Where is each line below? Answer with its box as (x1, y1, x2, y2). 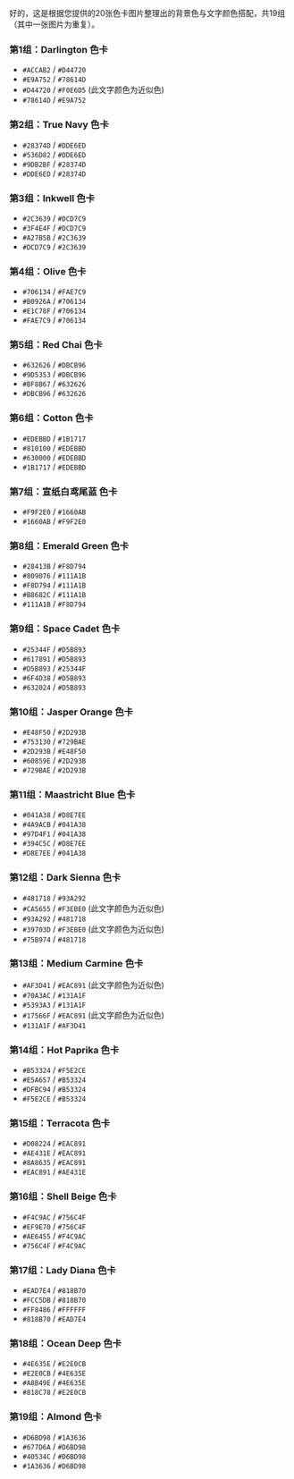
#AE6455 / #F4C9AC (21, 1230, 87, 1241)
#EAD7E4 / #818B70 (21, 1285, 87, 1296)
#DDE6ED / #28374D (21, 168, 87, 179)
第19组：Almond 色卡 (9, 1411, 103, 1424)
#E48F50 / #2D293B (21, 726, 87, 737)
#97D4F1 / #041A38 (21, 828, 87, 839)
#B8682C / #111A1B (21, 589, 87, 600)
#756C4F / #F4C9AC (21, 1239, 87, 1250)
